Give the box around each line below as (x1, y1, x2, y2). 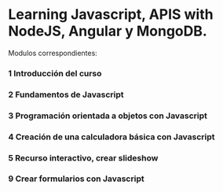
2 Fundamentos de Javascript (8, 89, 124, 100)
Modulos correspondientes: (8, 48, 98, 57)
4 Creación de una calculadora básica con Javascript (8, 131, 215, 142)
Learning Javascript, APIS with (8, 6, 214, 24)
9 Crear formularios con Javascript (8, 173, 144, 184)
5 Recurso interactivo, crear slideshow (8, 152, 159, 163)
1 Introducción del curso (8, 68, 102, 79)
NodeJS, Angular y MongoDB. (8, 22, 208, 40)
